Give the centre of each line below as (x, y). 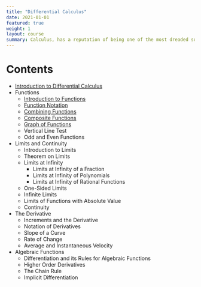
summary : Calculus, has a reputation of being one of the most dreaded (97, 40)
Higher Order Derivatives (54, 264)
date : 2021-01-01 (28, 17)
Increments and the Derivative (61, 220)
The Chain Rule (42, 271)
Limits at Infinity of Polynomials (71, 175)
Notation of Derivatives (52, 226)
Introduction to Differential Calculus (59, 86)
